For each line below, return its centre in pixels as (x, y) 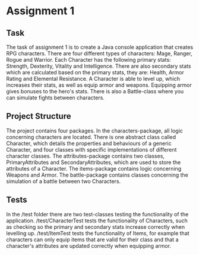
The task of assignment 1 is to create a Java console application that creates (100, 47)
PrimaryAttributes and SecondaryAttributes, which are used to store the (94, 162)
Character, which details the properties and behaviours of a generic (89, 143)
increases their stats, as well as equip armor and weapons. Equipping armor (99, 85)
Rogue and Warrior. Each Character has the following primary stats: (89, 60)
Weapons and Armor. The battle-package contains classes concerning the (97, 175)
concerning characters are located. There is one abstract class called (91, 137)
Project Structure (39, 116)
